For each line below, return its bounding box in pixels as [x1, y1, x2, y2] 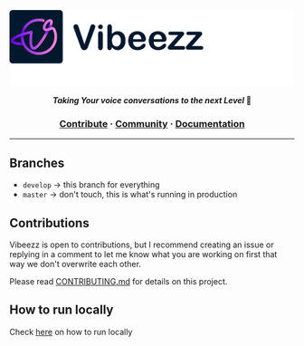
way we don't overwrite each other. [9, 258, 142, 269]
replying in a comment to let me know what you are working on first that [9, 248, 278, 259]
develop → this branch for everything [22, 179, 160, 190]
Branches [9, 155, 65, 170]
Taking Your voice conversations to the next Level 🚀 [52, 95, 252, 105]
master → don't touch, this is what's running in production [22, 189, 238, 200]
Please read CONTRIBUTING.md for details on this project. [9, 275, 228, 286]
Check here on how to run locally [9, 326, 133, 337]
